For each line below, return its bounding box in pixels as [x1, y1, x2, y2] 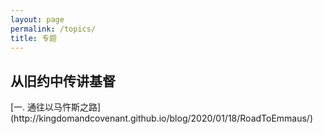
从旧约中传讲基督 [10, 72, 116, 90]
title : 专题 [10, 33, 57, 43]
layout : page [10, 14, 65, 25]
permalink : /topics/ [10, 24, 97, 34]
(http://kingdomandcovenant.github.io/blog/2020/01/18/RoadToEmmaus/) [10, 112, 314, 125]
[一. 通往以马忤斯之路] [10, 101, 102, 113]
